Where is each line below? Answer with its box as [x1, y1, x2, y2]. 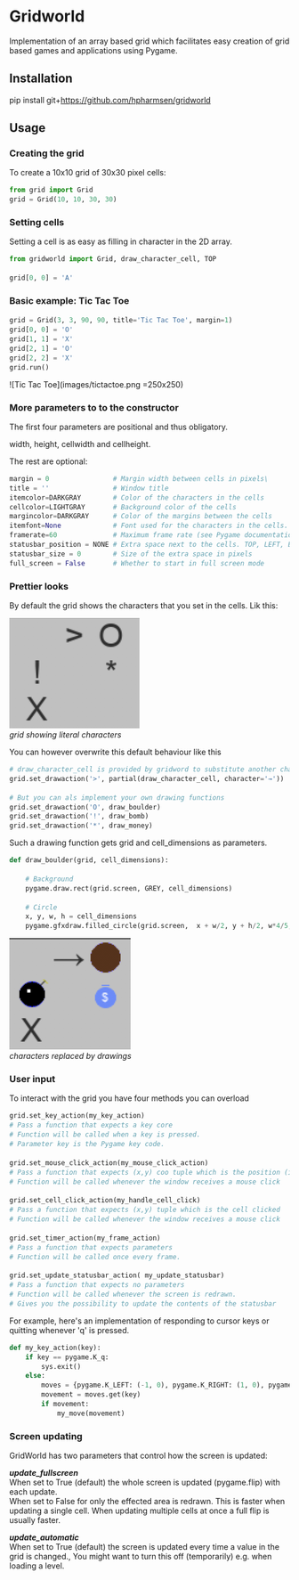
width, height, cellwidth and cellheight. [9, 438, 151, 449]
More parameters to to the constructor [9, 401, 180, 413]
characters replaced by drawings [9, 1051, 132, 1062]
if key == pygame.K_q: [25, 1352, 109, 1362]
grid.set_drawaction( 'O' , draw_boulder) [9, 802, 162, 811]
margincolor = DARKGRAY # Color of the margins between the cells [9, 512, 273, 521]
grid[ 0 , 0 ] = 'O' [9, 325, 74, 335]
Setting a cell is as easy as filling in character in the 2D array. [9, 236, 233, 247]
